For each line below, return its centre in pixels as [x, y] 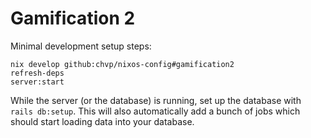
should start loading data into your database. [102, 121]
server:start [37, 82]
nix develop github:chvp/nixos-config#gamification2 [122, 64]
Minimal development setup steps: [81, 46]
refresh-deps [37, 73]
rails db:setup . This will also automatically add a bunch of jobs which [155, 111]
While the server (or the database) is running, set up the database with [156, 100]
